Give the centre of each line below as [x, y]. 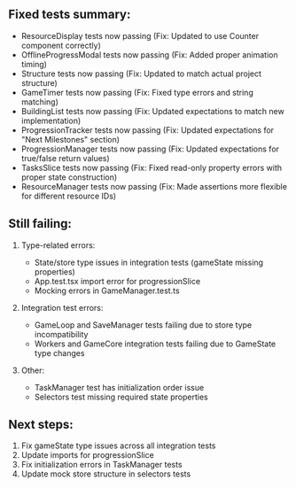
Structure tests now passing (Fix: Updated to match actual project [141, 74]
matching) [39, 102]
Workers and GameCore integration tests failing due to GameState [155, 344]
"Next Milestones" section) [70, 139]
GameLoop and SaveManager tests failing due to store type [143, 325]
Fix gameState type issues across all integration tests [118, 445]
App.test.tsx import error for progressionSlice [117, 281]
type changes [59, 352]
